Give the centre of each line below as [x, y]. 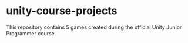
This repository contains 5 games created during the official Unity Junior [94, 27]
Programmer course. [31, 33]
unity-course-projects [62, 11]
